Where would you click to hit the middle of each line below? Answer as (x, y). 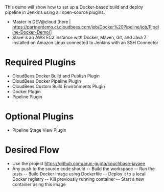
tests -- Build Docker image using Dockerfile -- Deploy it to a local (79, 174)
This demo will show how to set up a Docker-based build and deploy (74, 7)
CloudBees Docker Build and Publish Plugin (56, 76)
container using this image (39, 184)
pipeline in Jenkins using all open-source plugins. (55, 12)
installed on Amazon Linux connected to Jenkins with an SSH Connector (85, 43)
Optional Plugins (39, 117)
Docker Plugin (26, 91)
